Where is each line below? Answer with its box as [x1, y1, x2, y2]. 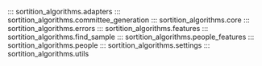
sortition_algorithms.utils [7, 49, 89, 58]
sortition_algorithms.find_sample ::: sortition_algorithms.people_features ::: [7, 32, 255, 41]
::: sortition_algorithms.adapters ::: [7, 7, 122, 16]
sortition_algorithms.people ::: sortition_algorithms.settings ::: [7, 41, 210, 50]
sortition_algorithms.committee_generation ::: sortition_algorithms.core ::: [7, 15, 251, 25]
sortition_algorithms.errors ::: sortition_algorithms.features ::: [7, 24, 209, 33]
